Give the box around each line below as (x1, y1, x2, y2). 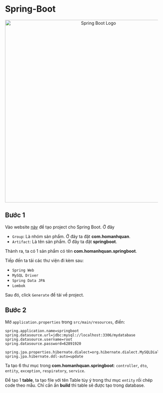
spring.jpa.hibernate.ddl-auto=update (5, 354, 83, 359)
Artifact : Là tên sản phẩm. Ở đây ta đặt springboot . (12, 239, 117, 244)
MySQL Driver (12, 273, 39, 278)
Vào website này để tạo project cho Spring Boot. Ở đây (5, 224, 115, 230)
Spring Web (12, 268, 34, 273)
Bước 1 (5, 211, 25, 220)
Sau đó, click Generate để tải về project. (5, 292, 84, 298)
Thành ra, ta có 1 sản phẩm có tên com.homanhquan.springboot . (5, 248, 137, 254)
